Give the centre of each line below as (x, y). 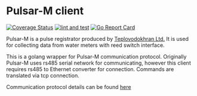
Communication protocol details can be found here (69, 87)
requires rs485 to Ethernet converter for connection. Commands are (90, 69)
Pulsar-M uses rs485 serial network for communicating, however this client (98, 63)
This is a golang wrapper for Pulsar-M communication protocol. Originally (96, 56)
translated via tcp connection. (43, 75)
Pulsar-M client (45, 11)
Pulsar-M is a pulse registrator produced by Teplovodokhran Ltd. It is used (98, 39)
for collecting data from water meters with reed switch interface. (86, 45)
